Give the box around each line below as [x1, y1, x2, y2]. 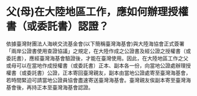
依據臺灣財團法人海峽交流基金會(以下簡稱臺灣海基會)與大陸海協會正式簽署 [6, 40, 185, 47]
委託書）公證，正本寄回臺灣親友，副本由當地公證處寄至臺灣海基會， [26, 69, 191, 76]
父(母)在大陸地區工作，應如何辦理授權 [6, 5, 189, 19]
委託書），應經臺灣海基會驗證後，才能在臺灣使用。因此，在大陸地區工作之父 [6, 55, 189, 62]
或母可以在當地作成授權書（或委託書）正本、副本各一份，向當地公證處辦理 [6, 62, 186, 69]
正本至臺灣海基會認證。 [36, 84, 94, 91]
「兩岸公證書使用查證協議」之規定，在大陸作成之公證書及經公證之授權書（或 [6, 47, 191, 54]
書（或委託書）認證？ [6, 20, 110, 33]
